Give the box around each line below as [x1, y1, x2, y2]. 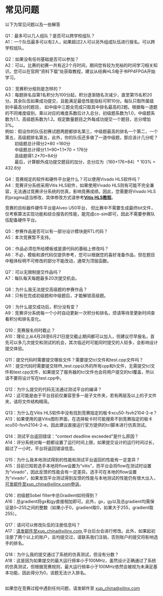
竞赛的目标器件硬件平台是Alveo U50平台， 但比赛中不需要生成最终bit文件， [5, 205, 156, 211]
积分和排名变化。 [9, 316, 44, 322]
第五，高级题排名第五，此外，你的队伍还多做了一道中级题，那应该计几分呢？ [5, 135, 158, 140]
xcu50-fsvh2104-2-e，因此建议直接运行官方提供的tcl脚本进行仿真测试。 [5, 422, 149, 428]
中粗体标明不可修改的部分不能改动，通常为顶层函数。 [5, 258, 112, 264]
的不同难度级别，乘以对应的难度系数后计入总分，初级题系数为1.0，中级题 [5, 110, 151, 116]
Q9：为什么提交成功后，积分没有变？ [5, 304, 79, 309]
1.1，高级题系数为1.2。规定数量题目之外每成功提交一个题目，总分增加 [13, 116, 151, 122]
